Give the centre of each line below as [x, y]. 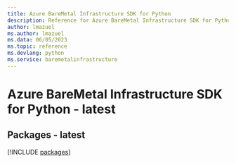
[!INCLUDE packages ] [39, 152]
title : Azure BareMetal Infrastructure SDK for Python [89, 14]
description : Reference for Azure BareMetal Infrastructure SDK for [110, 20]
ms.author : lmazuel [36, 33]
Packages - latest [46, 135]
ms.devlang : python [36, 53]
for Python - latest [61, 109]
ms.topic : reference [38, 46]
